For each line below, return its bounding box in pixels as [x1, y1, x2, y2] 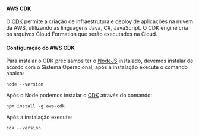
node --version [6, 81, 44, 87]
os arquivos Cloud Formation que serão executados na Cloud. [6, 30, 157, 38]
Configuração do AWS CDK [6, 44, 75, 51]
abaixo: [6, 70, 24, 77]
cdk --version [6, 125, 42, 131]
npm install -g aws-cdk [6, 103, 65, 109]
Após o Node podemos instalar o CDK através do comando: [6, 92, 153, 99]
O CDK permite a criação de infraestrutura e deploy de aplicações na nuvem [6, 18, 193, 25]
